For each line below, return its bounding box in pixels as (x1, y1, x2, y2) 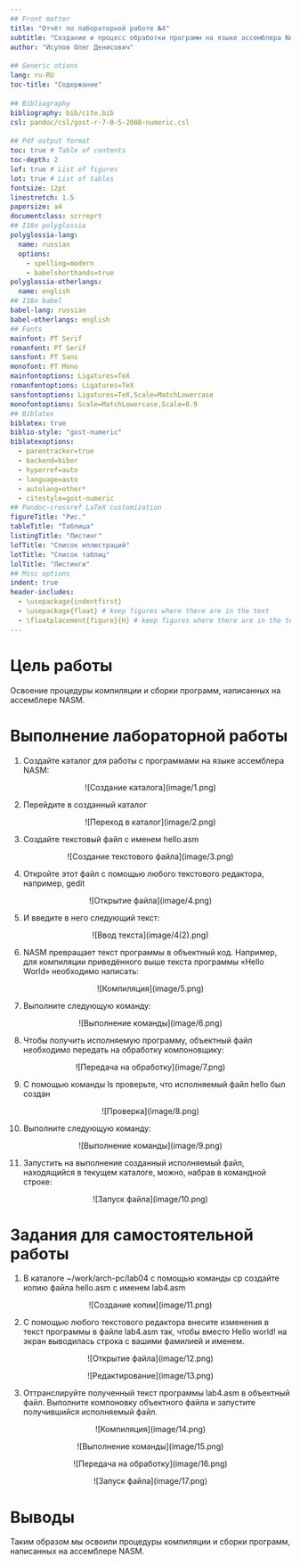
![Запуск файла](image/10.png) (93, 1193, 208, 1204)
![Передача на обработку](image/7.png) (75, 1061, 226, 1072)
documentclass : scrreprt (10, 212, 102, 221)
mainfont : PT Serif (10, 334, 83, 343)
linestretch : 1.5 (10, 193, 75, 202)
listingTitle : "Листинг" (10, 531, 102, 540)
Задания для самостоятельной (10, 1225, 254, 1245)
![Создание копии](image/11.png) (88, 1299, 213, 1310)
